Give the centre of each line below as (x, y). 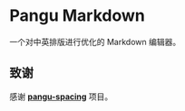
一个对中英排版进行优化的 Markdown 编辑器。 (95, 42)
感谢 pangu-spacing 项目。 (61, 97)
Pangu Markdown (77, 16)
